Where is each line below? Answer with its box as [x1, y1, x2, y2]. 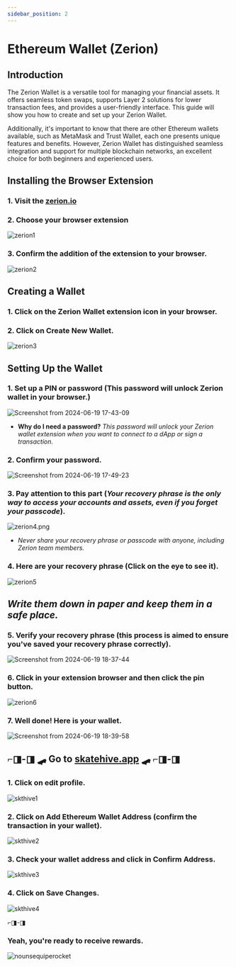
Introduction [7, 69, 64, 81]
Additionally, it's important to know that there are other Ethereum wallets [7, 124, 219, 132]
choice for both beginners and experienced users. [7, 154, 154, 163]
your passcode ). [7, 507, 66, 516]
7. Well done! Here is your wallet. [7, 716, 122, 725]
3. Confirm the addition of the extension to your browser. [7, 249, 208, 259]
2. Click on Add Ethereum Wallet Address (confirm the [7, 812, 197, 822]
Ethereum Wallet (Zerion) [7, 40, 159, 57]
